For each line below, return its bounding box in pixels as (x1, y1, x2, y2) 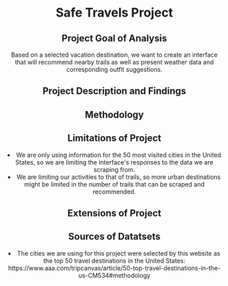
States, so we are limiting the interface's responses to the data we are (15, 158, 214, 166)
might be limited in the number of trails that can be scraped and (23, 180, 205, 188)
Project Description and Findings (42, 85, 187, 97)
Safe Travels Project (55, 5, 174, 21)
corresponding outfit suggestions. (66, 66, 163, 73)
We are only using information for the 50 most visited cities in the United (16, 151, 221, 159)
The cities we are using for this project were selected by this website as (17, 249, 220, 257)
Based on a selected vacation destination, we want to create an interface (11, 50, 218, 59)
